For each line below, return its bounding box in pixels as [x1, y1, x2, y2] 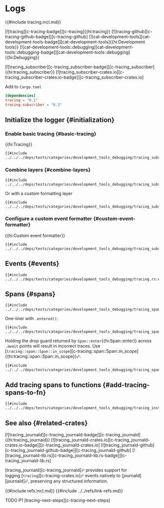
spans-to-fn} [5, 388, 46, 397]
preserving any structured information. [30, 478, 108, 484]
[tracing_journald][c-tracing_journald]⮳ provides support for [5, 467, 127, 473]
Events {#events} [5, 260, 60, 268]
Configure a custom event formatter [5, 215, 93, 222]
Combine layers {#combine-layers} [5, 166, 91, 173]
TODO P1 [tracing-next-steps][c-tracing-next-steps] [5, 497, 110, 503]
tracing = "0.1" [5, 98, 38, 102]
